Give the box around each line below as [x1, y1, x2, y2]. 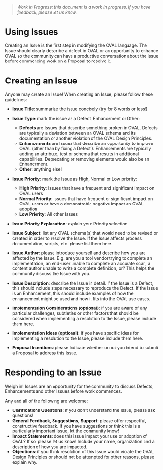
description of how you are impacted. [12, 444, 88, 450]
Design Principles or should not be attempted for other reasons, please [12, 454, 155, 460]
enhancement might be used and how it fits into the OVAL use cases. [12, 295, 151, 302]
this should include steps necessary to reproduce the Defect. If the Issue [12, 285, 158, 291]
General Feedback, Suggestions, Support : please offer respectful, [12, 417, 147, 424]
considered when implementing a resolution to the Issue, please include [12, 315, 157, 321]
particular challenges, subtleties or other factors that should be [12, 310, 139, 316]
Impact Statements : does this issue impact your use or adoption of [12, 433, 147, 439]
